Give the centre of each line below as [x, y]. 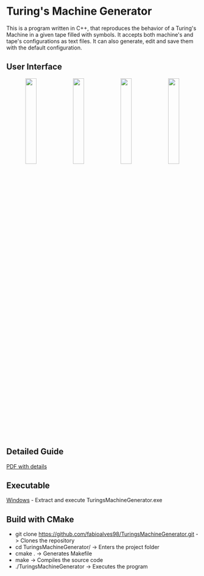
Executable [28, 485]
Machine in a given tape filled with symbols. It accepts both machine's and [100, 34]
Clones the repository [47, 541]
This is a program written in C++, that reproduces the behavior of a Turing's [101, 28]
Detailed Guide [35, 452]
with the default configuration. [44, 48]
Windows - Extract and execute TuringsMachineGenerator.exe [84, 500]
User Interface [34, 67]
